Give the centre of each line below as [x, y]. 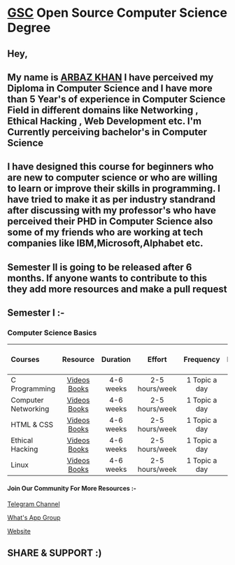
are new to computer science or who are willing [113, 177]
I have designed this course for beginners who [111, 167]
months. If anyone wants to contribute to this [107, 278]
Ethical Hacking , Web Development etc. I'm [105, 121]
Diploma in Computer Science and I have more [110, 88]
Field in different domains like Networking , [103, 110]
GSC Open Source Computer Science [117, 13]
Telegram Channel [34, 504]
